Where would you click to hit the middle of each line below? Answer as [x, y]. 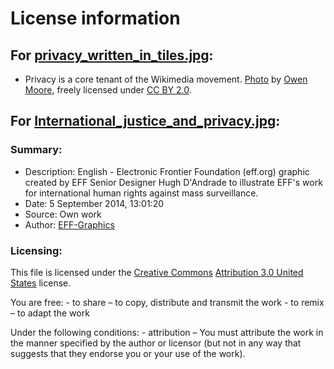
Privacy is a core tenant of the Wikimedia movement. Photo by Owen [166, 79]
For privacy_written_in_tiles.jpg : [112, 55]
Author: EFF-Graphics [69, 224]
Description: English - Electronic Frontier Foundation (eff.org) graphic [167, 171]
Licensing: [36, 250]
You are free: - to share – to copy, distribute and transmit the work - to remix [167, 302]
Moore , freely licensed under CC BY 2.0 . [108, 90]
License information [95, 18]
